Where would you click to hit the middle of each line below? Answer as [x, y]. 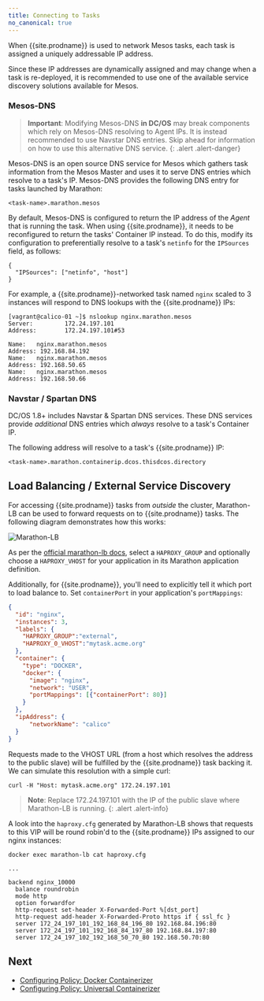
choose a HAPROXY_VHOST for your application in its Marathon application [123, 561]
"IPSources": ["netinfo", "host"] [72, 272]
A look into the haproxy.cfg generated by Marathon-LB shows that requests [131, 823]
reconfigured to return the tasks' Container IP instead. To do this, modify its [131, 234]
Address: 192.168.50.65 [47, 365]
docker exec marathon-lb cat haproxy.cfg [77, 855]
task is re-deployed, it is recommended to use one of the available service [128, 77]
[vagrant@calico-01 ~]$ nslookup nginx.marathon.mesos [100, 317]
